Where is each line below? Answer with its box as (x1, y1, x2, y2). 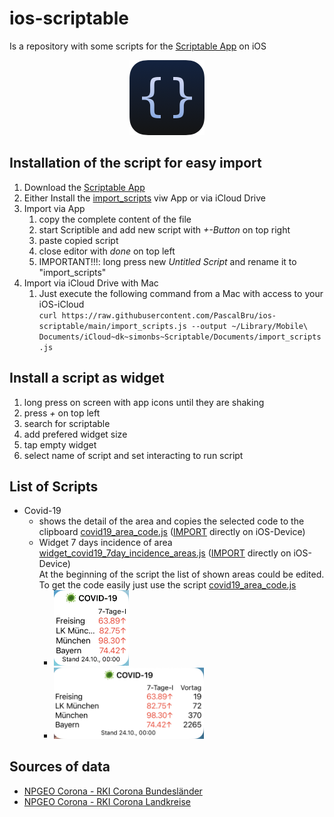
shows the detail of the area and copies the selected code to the (38, 515, 305, 527)
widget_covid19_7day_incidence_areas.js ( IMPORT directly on (38, 547, 292, 559)
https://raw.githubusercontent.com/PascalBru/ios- (61, 310, 277, 321)
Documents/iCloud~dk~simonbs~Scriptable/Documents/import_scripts (38, 332, 322, 342)
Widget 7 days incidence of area (38, 537, 173, 549)
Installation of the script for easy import (9, 155, 262, 172)
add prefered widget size (23, 428, 128, 440)
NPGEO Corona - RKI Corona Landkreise (23, 795, 191, 807)
